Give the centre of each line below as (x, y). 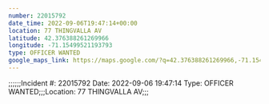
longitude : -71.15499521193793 (60, 46)
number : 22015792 (37, 16)
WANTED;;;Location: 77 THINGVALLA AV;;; (79, 91)
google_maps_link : (39, 61)
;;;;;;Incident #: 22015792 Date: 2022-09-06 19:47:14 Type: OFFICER (121, 83)
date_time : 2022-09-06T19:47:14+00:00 (73, 23)
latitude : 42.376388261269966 (59, 38)
